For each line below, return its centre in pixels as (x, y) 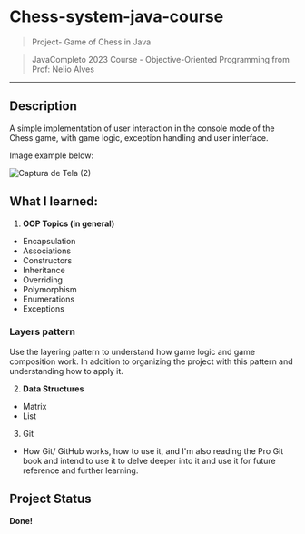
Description (43, 106)
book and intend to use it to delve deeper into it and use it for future (149, 460)
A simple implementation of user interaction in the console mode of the (142, 128)
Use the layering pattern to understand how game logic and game (133, 351)
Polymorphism (49, 289)
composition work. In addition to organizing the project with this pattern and (151, 361)
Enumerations (49, 299)
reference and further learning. (80, 470)
